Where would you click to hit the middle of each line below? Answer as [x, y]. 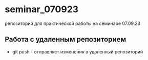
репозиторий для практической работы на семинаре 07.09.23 [73, 23]
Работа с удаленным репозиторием [66, 39]
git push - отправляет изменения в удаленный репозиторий [78, 51]
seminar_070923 [42, 9]
